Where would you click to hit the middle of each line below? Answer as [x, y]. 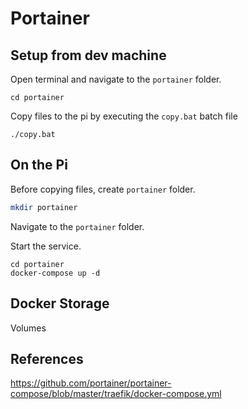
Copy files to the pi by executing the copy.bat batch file [124, 116]
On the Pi [39, 165]
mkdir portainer [44, 207]
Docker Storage [60, 303]
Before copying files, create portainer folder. [103, 189]
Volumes [28, 328]
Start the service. [46, 246]
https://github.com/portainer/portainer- [91, 383]
